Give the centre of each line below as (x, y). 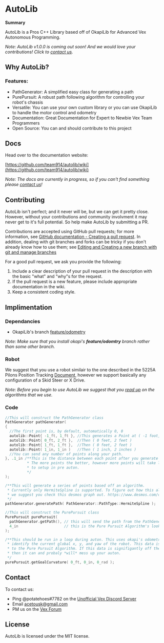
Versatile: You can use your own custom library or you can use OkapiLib (84, 107)
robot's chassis (27, 102)
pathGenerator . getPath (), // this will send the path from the (75, 521)
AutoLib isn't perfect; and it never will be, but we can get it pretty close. (77, 212)
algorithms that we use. (29, 395)
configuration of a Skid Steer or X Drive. (45, 380)
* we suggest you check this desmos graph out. (56, 494)
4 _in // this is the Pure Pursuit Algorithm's (80, 526)
